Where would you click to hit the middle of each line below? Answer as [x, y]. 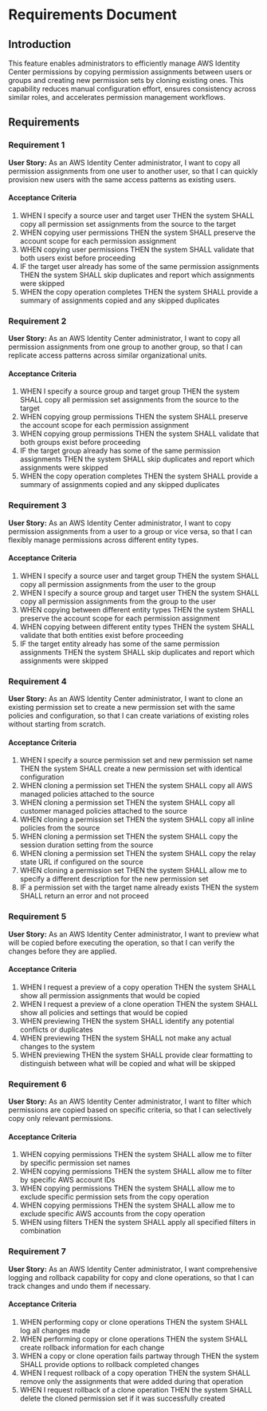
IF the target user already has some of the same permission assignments [139, 266]
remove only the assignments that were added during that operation [132, 1381]
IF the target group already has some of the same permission [120, 451]
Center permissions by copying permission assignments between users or [130, 72]
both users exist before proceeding [77, 258]
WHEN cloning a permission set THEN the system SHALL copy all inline [137, 819]
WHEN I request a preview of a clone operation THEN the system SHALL [139, 1004]
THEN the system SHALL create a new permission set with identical [131, 769]
